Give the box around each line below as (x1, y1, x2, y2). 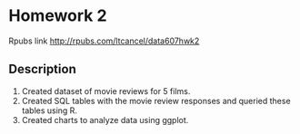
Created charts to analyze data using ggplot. (21, 114, 189, 125)
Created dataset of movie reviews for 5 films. (21, 85, 191, 96)
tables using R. (21, 105, 78, 116)
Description (8, 62, 76, 77)
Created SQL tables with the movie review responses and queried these (21, 95, 292, 106)
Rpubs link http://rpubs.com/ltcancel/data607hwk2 (8, 35, 200, 46)
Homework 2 (8, 5, 107, 26)
